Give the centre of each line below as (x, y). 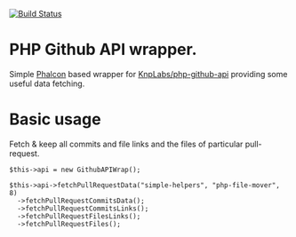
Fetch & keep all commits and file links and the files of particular (126, 144)
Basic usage (55, 119)
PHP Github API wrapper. (103, 50)
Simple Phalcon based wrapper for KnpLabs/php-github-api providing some (148, 74)
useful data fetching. (47, 83)
